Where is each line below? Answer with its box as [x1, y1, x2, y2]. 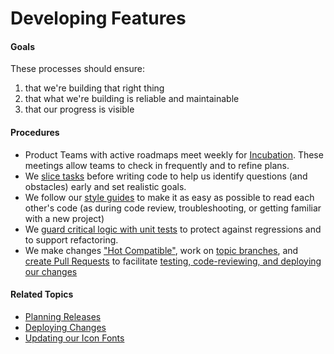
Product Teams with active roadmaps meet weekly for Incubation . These [24, 148, 324, 161]
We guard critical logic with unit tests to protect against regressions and [24, 223, 322, 235]
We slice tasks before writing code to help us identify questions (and [24, 170, 308, 182]
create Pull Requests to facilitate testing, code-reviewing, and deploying [24, 255, 322, 267]
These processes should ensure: [10, 63, 145, 75]
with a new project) [24, 212, 105, 224]
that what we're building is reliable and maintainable [24, 93, 240, 105]
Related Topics [10, 288, 74, 301]
